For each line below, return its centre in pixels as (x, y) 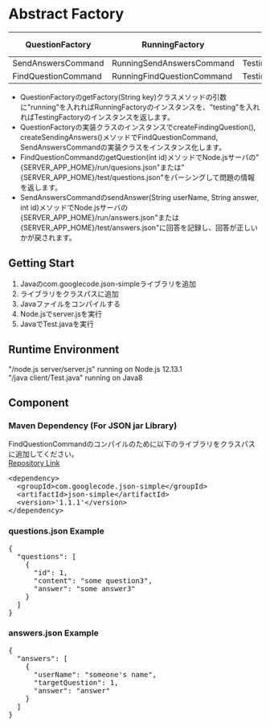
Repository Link (34, 464)
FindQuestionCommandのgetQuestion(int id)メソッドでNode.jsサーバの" (139, 157)
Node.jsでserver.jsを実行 (61, 313)
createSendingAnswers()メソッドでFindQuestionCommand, (119, 137)
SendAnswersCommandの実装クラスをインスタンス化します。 (123, 147)
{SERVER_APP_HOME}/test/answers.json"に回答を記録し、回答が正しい (139, 227)
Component (39, 402)
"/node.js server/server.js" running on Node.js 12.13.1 (95, 369)
